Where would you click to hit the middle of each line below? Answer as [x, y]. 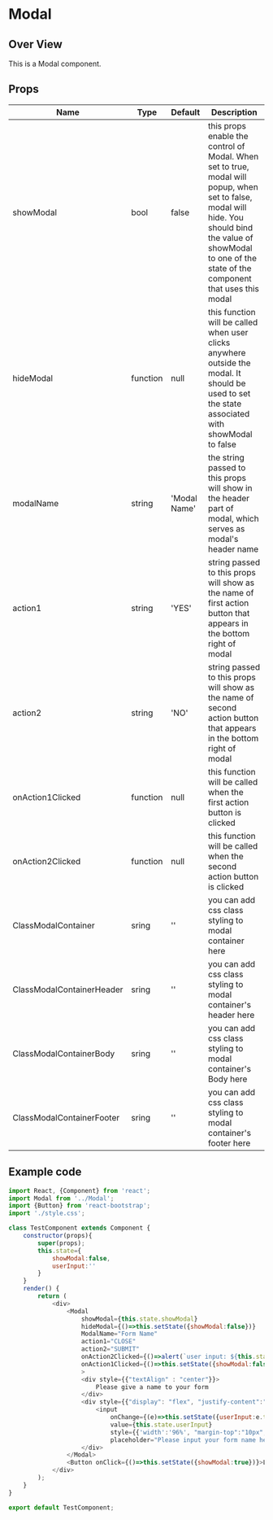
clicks [219, 343]
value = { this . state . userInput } [161, 1425]
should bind [230, 227]
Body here [227, 1079]
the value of [230, 238]
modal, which [233, 518]
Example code [45, 1172]
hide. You [225, 217]
